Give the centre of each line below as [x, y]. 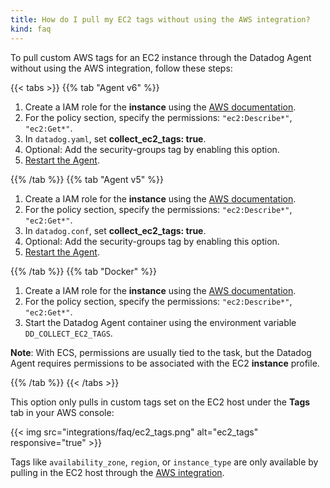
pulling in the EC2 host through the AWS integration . [117, 472]
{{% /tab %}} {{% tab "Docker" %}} [83, 271]
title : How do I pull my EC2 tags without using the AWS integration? [160, 19]
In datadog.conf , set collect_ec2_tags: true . [115, 230]
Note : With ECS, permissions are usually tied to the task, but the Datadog [161, 352]
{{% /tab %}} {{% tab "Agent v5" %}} [87, 179]
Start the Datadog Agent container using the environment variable [160, 322]
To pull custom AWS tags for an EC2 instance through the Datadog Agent [161, 57]
